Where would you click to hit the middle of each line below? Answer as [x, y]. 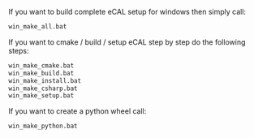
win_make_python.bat [43, 126]
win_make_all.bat [38, 27]
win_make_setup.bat [41, 96]
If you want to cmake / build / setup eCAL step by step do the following [127, 42]
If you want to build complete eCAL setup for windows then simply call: [127, 12]
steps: [19, 50]
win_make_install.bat [45, 80]
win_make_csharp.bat [43, 88]
